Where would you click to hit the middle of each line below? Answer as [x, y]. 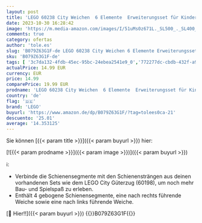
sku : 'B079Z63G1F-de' [33, 57]
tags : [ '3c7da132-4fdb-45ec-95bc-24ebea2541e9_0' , [72, 62]
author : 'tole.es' [29, 46]
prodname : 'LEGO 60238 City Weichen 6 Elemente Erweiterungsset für [96, 90]
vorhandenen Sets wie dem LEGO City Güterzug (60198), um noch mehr [104, 183]
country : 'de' [24, 96]
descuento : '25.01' [31, 118]
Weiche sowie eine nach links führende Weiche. [74, 202]
